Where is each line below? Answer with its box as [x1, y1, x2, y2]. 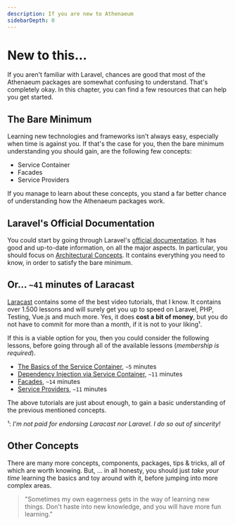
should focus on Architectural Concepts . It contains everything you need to [7, 251, 225, 259]
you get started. [7, 93, 54, 101]
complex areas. [7, 481, 52, 490]
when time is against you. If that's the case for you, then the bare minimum [7, 140, 224, 148]
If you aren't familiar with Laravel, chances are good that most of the [7, 70, 206, 79]
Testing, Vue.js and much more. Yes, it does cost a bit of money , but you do [7, 312, 228, 321]
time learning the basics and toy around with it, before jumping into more [7, 474, 218, 482]
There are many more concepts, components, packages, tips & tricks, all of [7, 459, 225, 467]
